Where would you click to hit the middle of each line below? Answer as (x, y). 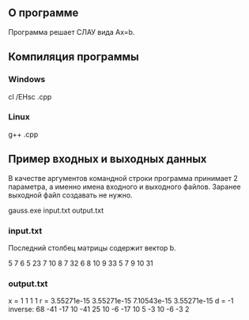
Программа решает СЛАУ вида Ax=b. (72, 32)
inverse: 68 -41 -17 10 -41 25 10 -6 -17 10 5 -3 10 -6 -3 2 (99, 309)
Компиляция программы (74, 57)
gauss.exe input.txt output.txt (56, 210)
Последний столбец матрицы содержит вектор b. (92, 247)
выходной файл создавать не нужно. (70, 195)
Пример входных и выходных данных (108, 159)
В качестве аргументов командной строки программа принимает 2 (123, 178)
